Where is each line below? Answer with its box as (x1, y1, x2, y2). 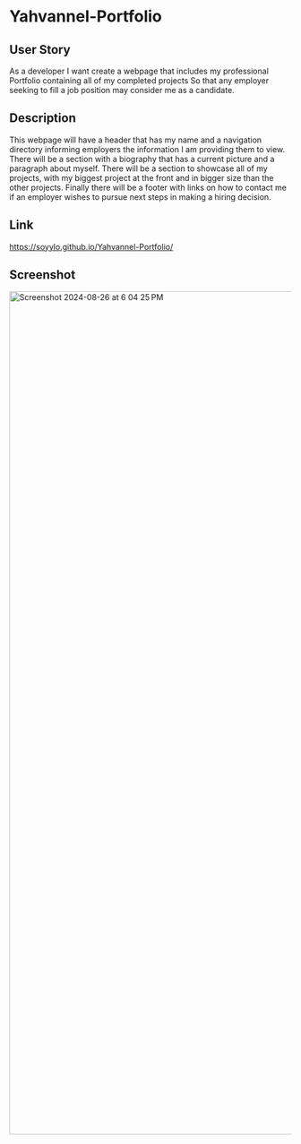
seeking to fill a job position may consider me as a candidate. (9, 85, 235, 95)
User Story (9, 42, 71, 57)
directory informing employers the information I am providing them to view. (9, 143, 286, 154)
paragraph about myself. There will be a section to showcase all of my (9, 163, 269, 174)
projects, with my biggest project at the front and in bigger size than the (9, 172, 274, 183)
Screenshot (9, 267, 76, 283)
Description (9, 110, 76, 126)
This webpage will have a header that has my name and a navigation (9, 134, 262, 145)
